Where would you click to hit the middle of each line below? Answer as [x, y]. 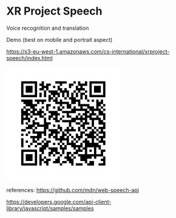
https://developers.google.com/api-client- [59, 202]
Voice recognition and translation [48, 28]
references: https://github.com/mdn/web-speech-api [73, 190]
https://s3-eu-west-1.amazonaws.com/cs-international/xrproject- [88, 51]
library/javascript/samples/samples [50, 208]
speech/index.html [29, 58]
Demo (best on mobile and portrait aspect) [59, 39]
